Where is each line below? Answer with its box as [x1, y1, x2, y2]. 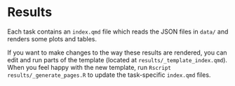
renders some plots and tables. [7, 34, 97, 43]
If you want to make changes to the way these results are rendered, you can [7, 48, 227, 57]
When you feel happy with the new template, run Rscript [7, 63, 172, 71]
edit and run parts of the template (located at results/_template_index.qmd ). [7, 55, 228, 64]
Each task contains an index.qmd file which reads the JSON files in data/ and [7, 27, 229, 36]
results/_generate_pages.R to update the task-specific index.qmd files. [7, 71, 211, 79]
